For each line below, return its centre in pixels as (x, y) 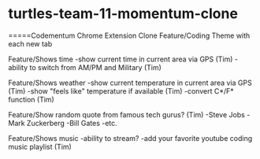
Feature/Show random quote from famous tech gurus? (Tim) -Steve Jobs (127, 114)
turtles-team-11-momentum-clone (123, 14)
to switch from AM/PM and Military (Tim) (95, 67)
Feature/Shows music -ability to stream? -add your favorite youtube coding (130, 138)
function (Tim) (32, 99)
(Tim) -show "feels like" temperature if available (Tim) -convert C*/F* (121, 91)
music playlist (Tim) (40, 146)
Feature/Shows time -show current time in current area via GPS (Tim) (121, 59)
